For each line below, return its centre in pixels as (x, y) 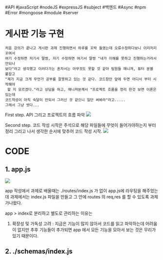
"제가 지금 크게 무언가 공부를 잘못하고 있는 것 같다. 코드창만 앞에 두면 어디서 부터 (78, 79)
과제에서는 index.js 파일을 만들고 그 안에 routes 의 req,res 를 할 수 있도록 (80, 197)
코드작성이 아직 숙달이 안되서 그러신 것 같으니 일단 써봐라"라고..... (65, 100)
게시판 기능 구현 (35, 34)
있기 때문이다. (25, 236)
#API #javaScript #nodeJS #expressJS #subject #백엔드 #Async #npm (76, 7)
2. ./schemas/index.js (39, 251)
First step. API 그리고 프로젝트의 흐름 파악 (45, 115)
